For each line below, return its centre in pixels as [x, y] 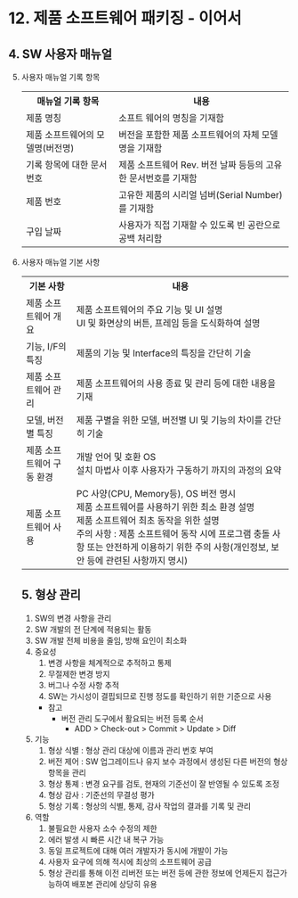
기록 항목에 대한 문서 [66, 165]
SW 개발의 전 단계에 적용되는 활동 [93, 629]
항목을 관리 [67, 772]
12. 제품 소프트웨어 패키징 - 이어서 [125, 18]
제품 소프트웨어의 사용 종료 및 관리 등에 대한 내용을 [176, 383]
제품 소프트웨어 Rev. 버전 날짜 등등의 [191, 165]
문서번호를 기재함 [163, 178]
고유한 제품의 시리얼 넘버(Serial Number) [201, 195]
